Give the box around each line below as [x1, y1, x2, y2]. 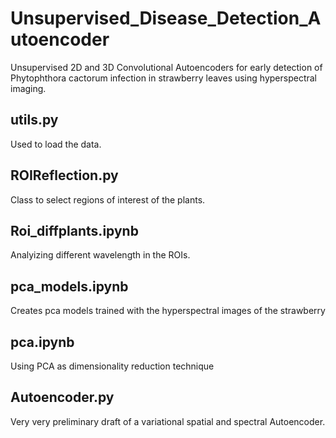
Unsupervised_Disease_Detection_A [10, 7, 322, 30]
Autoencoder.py [10, 389, 115, 406]
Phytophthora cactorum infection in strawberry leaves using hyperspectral [10, 72, 317, 84]
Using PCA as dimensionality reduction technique [10, 360, 215, 372]
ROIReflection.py [10, 167, 119, 184]
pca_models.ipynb [10, 278, 129, 295]
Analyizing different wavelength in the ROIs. [10, 249, 191, 261]
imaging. [10, 82, 47, 94]
